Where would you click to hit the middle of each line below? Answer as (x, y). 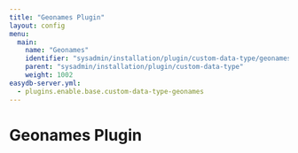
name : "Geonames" (57, 50)
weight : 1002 (49, 75)
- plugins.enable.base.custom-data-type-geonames (110, 91)
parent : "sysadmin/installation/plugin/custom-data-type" (134, 67)
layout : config (37, 26)
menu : (19, 34)
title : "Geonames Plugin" (57, 17)
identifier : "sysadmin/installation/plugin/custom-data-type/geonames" (160, 58)
